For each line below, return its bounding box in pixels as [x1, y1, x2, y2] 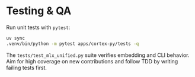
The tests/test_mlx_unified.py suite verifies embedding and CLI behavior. [6, 52, 190, 59]
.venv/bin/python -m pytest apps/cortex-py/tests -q [6, 40, 139, 47]
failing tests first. [6, 64, 47, 71]
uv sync [6, 35, 25, 41]
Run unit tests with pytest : [6, 24, 71, 31]
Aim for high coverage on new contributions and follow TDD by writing [6, 57, 178, 65]
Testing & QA [6, 4, 72, 18]
